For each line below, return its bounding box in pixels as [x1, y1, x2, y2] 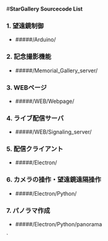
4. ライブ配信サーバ [6, 113, 64, 122]
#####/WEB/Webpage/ [15, 98, 74, 105]
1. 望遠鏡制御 [6, 21, 44, 30]
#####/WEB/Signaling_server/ [15, 128, 92, 136]
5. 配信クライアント [6, 145, 63, 153]
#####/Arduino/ [15, 36, 56, 44]
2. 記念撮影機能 [6, 52, 52, 61]
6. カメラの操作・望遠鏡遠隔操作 [6, 175, 102, 184]
